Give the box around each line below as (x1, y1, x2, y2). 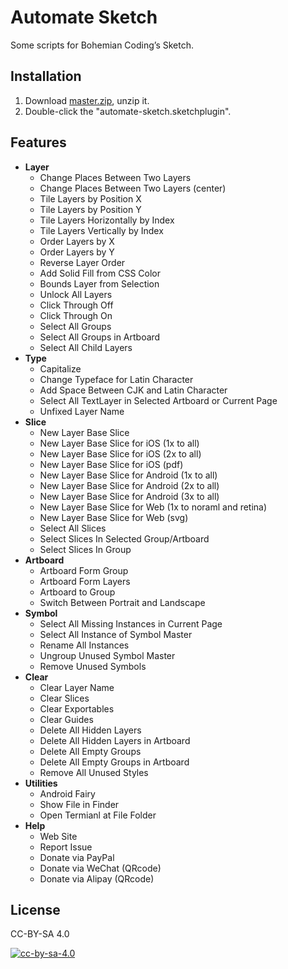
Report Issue (39, 841, 93, 853)
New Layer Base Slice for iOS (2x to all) (39, 447, 202, 460)
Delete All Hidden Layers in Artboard (39, 734, 191, 746)
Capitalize (39, 362, 82, 375)
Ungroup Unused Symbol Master (39, 649, 176, 661)
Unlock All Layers (39, 288, 113, 300)
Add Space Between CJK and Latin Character (39, 384, 228, 396)
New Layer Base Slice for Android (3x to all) (39, 490, 220, 502)
